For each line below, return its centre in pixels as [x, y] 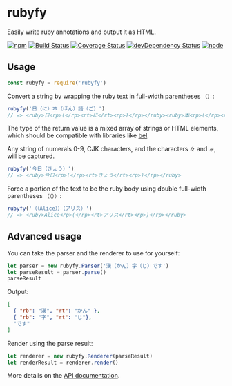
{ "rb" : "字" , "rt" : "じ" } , [52, 318]
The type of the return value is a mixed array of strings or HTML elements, [113, 128]
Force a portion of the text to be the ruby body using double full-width [107, 189]
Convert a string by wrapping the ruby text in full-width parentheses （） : [111, 96]
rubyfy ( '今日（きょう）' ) [41, 169]
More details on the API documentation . [64, 376]
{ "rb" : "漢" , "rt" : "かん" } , [57, 311]
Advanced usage [45, 237]
